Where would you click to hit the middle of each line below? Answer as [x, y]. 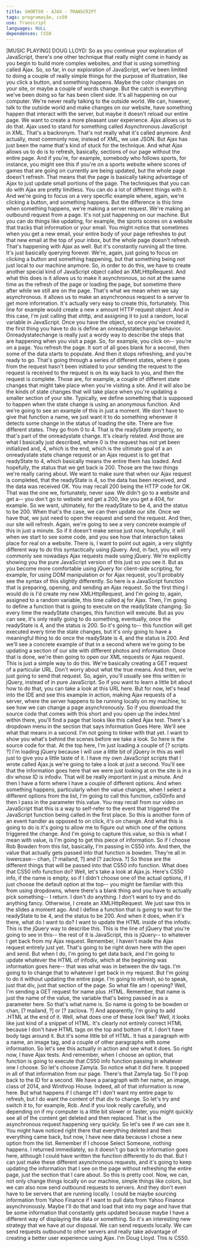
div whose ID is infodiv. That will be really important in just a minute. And [95, 777]
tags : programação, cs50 [37, 17]
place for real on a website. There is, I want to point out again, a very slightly [99, 543]
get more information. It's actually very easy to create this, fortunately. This [98, 303]
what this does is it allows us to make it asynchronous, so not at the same [96, 278]
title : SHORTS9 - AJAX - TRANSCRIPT [51, 12]
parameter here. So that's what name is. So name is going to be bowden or [97, 1004]
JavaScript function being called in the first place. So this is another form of [98, 815]
